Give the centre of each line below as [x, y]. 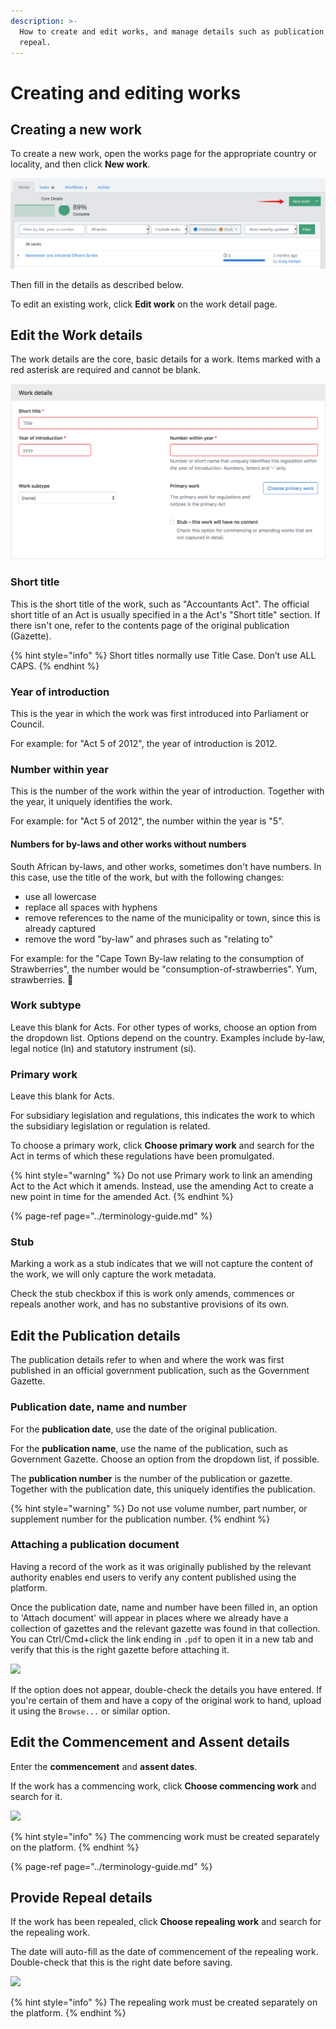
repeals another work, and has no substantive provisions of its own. [150, 1304]
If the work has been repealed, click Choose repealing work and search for [166, 1922]
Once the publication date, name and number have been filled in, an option [164, 1607]
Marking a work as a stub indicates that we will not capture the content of [162, 1264]
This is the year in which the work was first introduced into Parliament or [160, 714]
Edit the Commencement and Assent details [150, 1742]
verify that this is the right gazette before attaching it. [120, 1649]
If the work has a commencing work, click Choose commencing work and [163, 1786]
